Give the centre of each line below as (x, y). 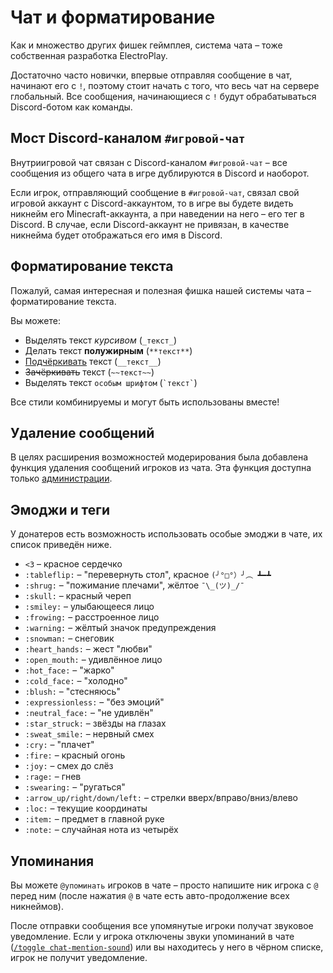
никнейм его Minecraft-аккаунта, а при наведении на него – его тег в (157, 213)
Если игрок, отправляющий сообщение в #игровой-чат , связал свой (155, 192)
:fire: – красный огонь (75, 755)
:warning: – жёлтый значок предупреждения (120, 628)
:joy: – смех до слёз (69, 766)
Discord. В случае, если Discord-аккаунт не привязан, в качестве (150, 224)
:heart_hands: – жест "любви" (88, 649)
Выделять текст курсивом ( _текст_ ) (101, 340)
